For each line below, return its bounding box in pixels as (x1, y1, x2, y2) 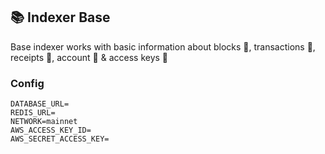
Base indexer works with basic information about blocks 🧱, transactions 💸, (10, 40, 316, 53)
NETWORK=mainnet (10, 117, 78, 127)
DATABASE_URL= (10, 99, 70, 109)
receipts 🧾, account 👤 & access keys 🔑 (10, 51, 169, 63)
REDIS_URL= (10, 108, 56, 118)
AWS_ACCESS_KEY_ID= (10, 125, 92, 136)
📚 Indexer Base (10, 9, 111, 26)
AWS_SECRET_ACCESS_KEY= (10, 134, 110, 144)
